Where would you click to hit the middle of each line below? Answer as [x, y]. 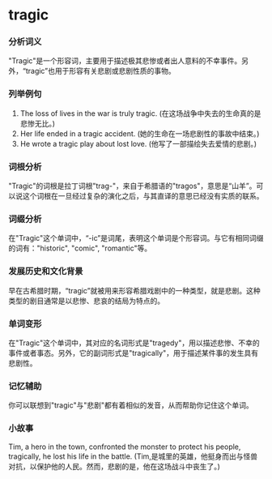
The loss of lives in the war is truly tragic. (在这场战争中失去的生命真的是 [140, 113]
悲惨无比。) [37, 123]
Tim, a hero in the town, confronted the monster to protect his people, [125, 447]
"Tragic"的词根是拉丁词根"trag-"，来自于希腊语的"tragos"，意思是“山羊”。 [132, 186]
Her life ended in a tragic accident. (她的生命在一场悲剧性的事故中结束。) [140, 133]
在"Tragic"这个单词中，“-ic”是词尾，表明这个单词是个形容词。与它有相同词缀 [136, 238]
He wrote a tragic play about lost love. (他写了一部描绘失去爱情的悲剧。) [138, 143]
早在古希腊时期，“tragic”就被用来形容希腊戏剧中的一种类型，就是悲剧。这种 [134, 290]
